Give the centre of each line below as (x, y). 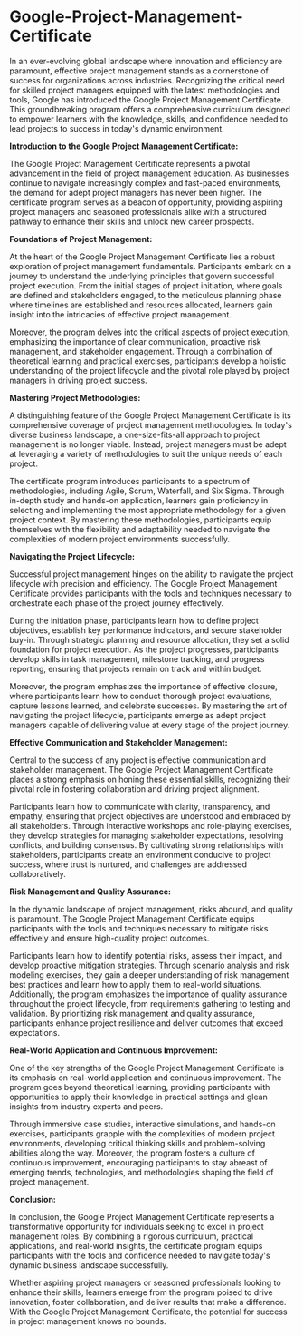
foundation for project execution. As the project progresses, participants (144, 649)
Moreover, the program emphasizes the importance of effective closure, (143, 686)
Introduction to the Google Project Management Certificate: (124, 146)
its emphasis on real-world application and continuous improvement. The (146, 1078)
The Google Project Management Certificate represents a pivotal (130, 163)
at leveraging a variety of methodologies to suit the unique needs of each (146, 453)
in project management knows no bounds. (88, 1321)
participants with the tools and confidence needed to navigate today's (140, 1255)
